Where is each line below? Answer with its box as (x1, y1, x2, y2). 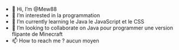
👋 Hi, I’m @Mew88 (11, 6, 57, 12)
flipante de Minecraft (11, 31, 63, 38)
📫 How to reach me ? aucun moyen (11, 37, 99, 44)
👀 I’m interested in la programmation (11, 12, 100, 19)
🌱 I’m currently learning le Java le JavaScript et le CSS (11, 18, 145, 25)
